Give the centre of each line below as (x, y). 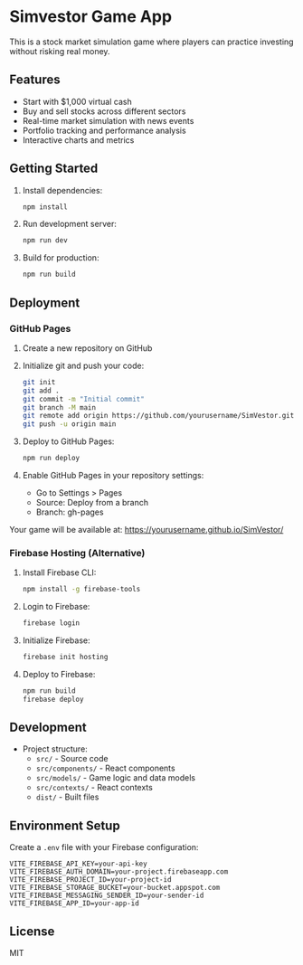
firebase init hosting (65, 658)
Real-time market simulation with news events (108, 120)
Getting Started (54, 169)
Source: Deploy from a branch (92, 502)
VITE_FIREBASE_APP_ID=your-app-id (75, 904)
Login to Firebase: (56, 607)
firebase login (51, 623)
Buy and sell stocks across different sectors (104, 111)
